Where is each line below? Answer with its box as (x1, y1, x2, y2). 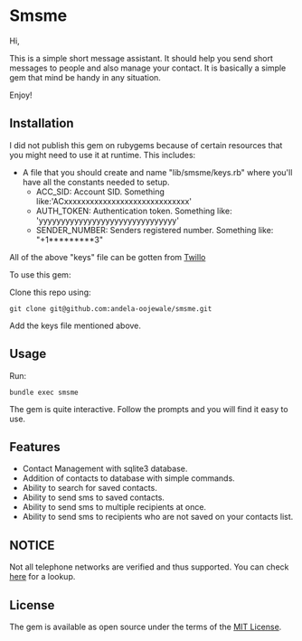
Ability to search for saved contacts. (22, 483, 158, 494)
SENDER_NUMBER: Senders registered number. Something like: (35, 224, 274, 235)
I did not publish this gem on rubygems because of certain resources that (9, 139, 283, 150)
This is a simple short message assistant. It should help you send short (9, 52, 273, 63)
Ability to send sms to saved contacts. (22, 492, 165, 503)
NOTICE (9, 537, 55, 552)
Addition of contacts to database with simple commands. (22, 473, 235, 484)
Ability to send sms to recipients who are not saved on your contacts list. (22, 512, 294, 523)
